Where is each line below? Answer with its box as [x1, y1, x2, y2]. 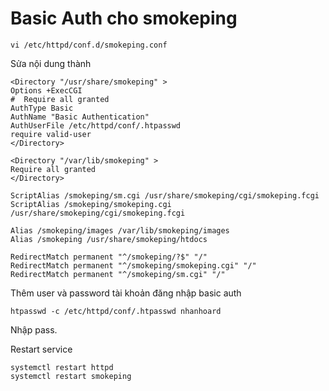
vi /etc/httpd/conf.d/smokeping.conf [10, 40, 168, 50]
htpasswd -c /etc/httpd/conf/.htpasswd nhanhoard [10, 306, 222, 316]
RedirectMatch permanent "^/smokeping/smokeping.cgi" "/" [10, 260, 257, 271]
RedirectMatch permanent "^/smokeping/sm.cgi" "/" [10, 269, 226, 279]
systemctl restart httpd [10, 362, 114, 372]
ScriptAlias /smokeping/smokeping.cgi [10, 199, 172, 209]
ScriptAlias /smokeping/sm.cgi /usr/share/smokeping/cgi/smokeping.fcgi [10, 190, 320, 201]
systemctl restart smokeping [10, 371, 132, 381]
